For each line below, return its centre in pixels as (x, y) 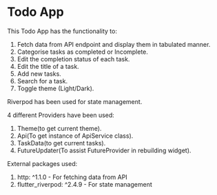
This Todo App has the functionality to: (62, 31)
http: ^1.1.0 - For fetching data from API (72, 177)
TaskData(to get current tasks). (61, 143)
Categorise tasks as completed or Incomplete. (82, 52)
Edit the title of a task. (48, 66)
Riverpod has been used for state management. (75, 101)
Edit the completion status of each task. (73, 59)
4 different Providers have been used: (61, 115)
